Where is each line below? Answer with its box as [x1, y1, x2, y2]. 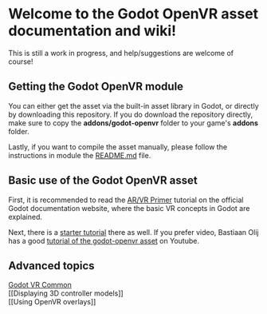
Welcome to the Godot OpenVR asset [8, 5, 259, 23]
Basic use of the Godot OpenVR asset [8, 173, 198, 188]
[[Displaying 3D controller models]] [8, 288, 124, 298]
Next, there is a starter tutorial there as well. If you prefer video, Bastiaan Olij [8, 227, 259, 236]
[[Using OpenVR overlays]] [8, 297, 96, 307]
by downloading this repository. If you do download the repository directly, [8, 109, 253, 119]
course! [8, 57, 33, 66]
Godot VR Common [8, 280, 72, 290]
